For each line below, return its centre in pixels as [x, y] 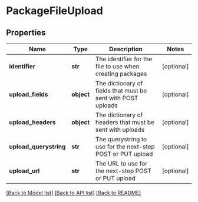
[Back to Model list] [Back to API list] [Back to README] [74, 193]
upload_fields [29, 94]
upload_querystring [37, 147]
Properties [26, 33]
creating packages [121, 74]
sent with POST [117, 98]
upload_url [24, 171]
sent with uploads [120, 130]
